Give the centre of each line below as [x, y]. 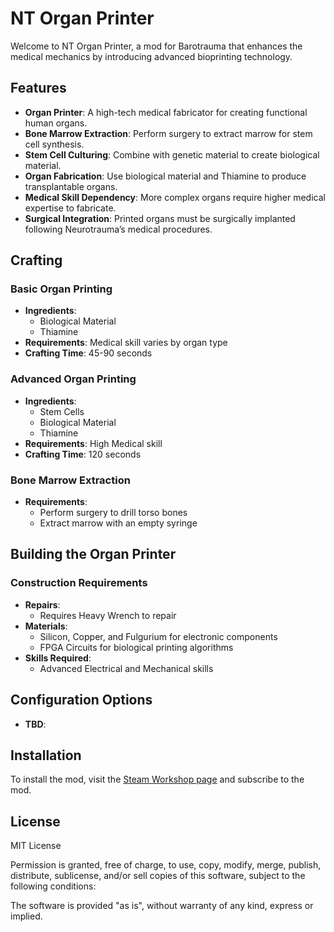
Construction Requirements [79, 583]
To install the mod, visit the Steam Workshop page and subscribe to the [157, 779]
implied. [26, 916]
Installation [46, 755]
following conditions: [53, 886]
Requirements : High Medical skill [93, 443]
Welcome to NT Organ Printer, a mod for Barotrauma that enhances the [156, 46]
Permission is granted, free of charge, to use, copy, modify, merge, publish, [166, 865]
